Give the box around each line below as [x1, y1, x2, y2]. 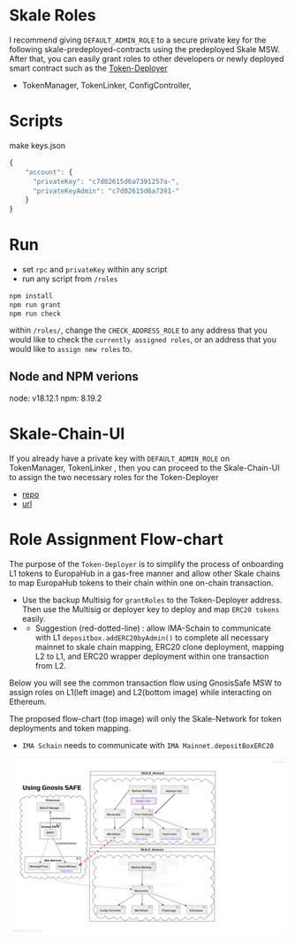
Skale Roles [9, 5, 96, 26]
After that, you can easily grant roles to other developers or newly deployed [9, 53, 284, 64]
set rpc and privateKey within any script [21, 264, 168, 275]
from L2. [34, 660, 66, 670]
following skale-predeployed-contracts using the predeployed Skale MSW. [9, 43, 280, 54]
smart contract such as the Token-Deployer [9, 63, 168, 73]
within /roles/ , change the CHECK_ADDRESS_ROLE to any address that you [9, 325, 268, 336]
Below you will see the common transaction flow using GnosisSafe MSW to [9, 678, 283, 688]
